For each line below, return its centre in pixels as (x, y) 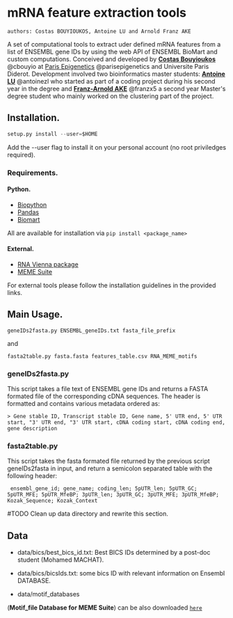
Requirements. (33, 173)
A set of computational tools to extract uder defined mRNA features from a (114, 44)
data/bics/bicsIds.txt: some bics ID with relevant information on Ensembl (121, 573)
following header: (32, 476)
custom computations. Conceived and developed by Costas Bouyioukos (112, 59)
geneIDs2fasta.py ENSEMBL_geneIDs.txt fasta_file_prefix (91, 331)
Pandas (28, 212)
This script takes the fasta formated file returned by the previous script (109, 461)
